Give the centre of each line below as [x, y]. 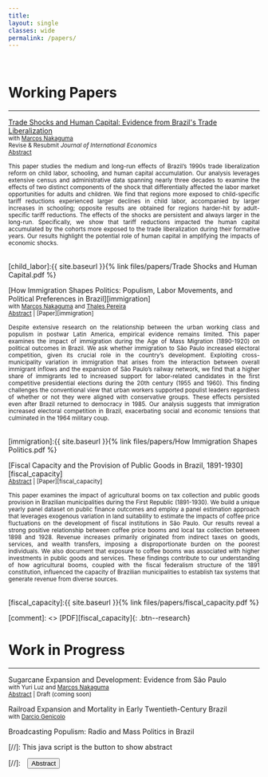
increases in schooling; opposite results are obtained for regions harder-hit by [124, 208]
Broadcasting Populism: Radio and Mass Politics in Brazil [101, 732]
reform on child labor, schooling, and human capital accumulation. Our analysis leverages [134, 174]
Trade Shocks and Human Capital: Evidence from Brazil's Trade [113, 122]
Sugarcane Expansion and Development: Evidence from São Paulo [118, 680]
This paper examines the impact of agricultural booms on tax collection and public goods [134, 495]
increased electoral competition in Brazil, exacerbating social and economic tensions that [134, 411]
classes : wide [32, 30]
